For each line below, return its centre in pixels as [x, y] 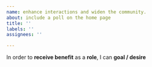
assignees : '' [25, 35]
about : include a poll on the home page [59, 18]
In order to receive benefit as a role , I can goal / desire [76, 57]
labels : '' [20, 29]
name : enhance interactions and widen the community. [77, 12]
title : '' [19, 23]
